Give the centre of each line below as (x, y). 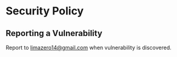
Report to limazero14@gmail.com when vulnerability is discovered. (89, 47)
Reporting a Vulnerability (54, 33)
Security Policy (45, 11)
